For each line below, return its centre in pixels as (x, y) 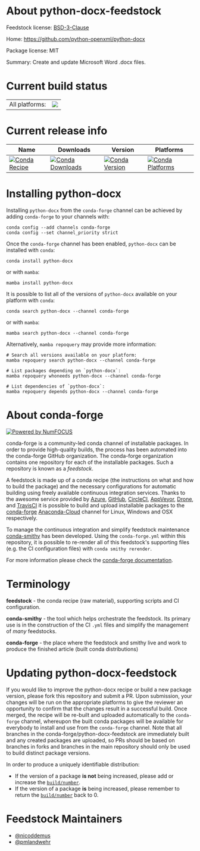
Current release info (57, 131)
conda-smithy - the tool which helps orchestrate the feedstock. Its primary (99, 618)
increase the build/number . (48, 782)
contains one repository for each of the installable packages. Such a (90, 462)
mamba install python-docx (40, 283)
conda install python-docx (40, 261)
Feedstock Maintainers (64, 819)
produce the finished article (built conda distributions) (72, 649)
